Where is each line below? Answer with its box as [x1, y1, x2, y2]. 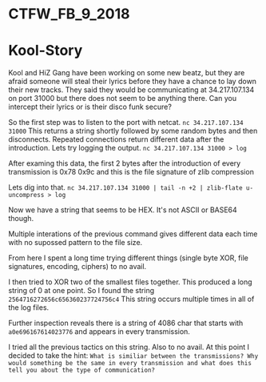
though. [8, 214, 34, 223]
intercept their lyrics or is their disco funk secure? [8, 102, 172, 112]
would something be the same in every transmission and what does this [8, 360, 252, 368]
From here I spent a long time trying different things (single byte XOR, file [8, 253, 249, 263]
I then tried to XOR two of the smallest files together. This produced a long [8, 277, 253, 287]
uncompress [8, 191, 45, 199]
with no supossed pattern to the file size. [8, 238, 143, 247]
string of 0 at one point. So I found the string [8, 286, 154, 296]
